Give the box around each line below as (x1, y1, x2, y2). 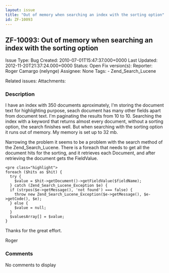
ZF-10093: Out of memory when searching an (5, 36, 153, 44)
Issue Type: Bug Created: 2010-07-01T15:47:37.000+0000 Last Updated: (5, 57, 158, 64)
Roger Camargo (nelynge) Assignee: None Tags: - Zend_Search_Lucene (5, 68, 156, 74)
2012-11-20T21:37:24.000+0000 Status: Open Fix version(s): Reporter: (5, 63, 153, 69)
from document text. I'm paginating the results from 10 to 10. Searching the (5, 113, 162, 119)
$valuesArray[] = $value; (10, 214, 65, 220)
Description (5, 91, 35, 98)
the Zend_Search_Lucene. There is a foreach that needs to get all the (5, 145, 150, 151)
